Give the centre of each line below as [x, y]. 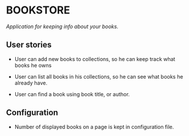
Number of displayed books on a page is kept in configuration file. [94, 127]
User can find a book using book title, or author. [72, 94]
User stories [29, 45]
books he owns [33, 65]
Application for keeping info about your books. [62, 26]
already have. [31, 83]
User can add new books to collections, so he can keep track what [95, 59]
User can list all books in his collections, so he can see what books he [99, 76]
